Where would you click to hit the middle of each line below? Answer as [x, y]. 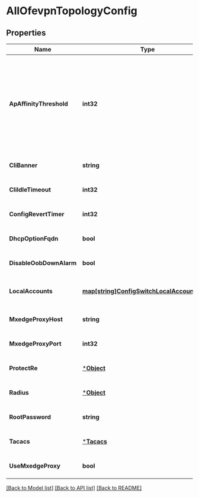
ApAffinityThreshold [38, 104]
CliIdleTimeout [30, 190]
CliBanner [23, 165]
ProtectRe [23, 368]
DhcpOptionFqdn [34, 238]
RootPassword [30, 417]
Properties [26, 33]
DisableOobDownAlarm [43, 263]
